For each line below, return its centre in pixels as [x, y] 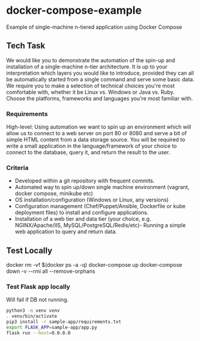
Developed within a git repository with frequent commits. [85, 181]
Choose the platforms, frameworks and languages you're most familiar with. [99, 98]
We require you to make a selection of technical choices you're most [90, 86]
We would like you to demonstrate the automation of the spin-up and [91, 60]
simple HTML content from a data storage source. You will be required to [96, 140]
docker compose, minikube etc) [54, 194]
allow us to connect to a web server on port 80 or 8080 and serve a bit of [96, 133]
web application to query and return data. [66, 232]
